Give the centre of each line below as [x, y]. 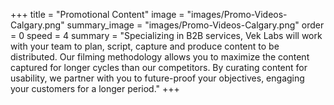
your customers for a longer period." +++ [95, 88]
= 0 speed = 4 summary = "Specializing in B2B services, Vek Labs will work [166, 35]
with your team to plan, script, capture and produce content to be [145, 46]
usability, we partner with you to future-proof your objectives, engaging [157, 78]
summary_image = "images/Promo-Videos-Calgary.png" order [195, 25]
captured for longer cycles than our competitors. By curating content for [159, 67]
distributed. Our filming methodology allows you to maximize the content [160, 57]
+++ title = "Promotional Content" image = [97, 14]
